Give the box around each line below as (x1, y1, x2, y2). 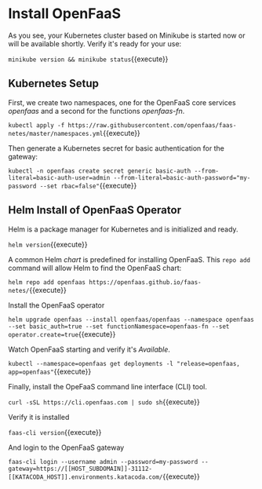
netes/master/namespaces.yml (8, 130, 104, 137)
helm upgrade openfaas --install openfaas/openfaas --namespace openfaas (8, 316, 255, 323)
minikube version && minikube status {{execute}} (8, 54, 169, 64)
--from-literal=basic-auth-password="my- (113, 173, 251, 181)
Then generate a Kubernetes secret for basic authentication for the (8, 143, 225, 153)
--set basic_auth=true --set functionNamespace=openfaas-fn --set (8, 323, 230, 330)
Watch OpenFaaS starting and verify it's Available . (8, 345, 171, 354)
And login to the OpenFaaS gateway (8, 443, 125, 452)
